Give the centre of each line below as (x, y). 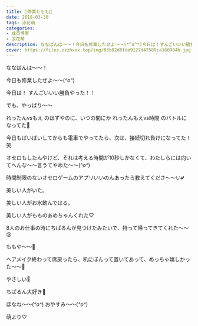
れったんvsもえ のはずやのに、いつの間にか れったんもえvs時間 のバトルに (97, 118)
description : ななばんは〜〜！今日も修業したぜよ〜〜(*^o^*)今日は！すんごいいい (96, 45)
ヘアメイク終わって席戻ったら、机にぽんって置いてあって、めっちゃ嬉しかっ (98, 259)
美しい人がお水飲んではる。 (40, 203)
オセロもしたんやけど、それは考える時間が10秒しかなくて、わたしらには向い (99, 158)
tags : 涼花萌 (21, 22)
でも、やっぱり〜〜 (29, 105)
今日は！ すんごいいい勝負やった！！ (51, 93)
